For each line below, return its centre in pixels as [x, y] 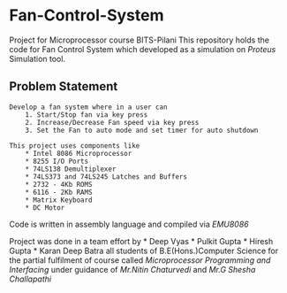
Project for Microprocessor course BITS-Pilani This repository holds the [139, 40]
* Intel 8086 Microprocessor [79, 153]
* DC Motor [45, 208]
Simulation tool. [38, 58]
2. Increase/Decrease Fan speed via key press [112, 122]
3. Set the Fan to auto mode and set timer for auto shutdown [142, 130]
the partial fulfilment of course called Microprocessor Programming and [140, 260]
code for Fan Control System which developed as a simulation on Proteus [143, 49]
